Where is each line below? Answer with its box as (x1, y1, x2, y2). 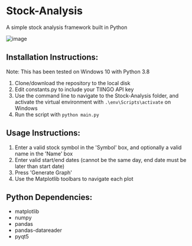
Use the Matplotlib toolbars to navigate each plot (14, 175, 134, 182)
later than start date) (14, 163, 65, 170)
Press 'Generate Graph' (14, 169, 73, 176)
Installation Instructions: (6, 52, 99, 63)
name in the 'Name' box (14, 150, 73, 157)
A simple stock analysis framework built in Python (6, 24, 128, 31)
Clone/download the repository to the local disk (14, 79, 131, 86)
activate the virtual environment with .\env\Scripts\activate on (14, 98, 171, 105)
